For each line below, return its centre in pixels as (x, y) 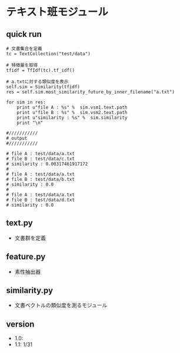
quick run (24, 34)
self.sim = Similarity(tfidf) (43, 87)
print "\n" (30, 123)
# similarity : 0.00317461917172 (47, 164)
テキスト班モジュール (57, 12)
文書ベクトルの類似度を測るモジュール (61, 305)
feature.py (26, 257)
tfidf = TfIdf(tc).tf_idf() (41, 70)
